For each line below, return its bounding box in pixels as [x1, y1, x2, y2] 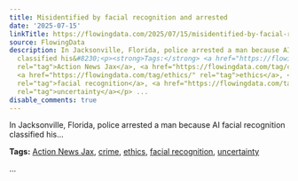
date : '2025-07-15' [9, 21, 82, 30]
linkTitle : [9, 29, 50, 38]
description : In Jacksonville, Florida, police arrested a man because [9, 46, 279, 55]
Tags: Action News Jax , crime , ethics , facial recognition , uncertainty [9, 146, 260, 157]
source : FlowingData [9, 37, 86, 47]
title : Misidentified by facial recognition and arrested [9, 12, 228, 22]
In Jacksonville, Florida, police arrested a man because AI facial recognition [9, 120, 286, 130]
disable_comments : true [9, 95, 98, 105]
